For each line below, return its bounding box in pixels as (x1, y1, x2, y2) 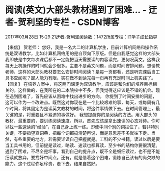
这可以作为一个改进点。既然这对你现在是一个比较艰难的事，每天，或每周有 (5, 99, 156, 105)
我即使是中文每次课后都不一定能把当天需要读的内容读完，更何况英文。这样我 (5, 56, 160, 62)
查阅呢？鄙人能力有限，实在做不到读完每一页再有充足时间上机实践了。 (13, 74, 156, 81)
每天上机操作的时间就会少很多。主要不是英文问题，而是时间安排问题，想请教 (5, 62, 160, 69)
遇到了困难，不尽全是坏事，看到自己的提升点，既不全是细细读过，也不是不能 (5, 148, 160, 154)
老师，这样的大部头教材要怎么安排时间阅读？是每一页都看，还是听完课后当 (5, 69, 156, 74)
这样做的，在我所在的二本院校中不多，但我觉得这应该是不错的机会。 (18, 87, 156, 93)
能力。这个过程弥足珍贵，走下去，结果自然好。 (5, 160, 100, 167)
